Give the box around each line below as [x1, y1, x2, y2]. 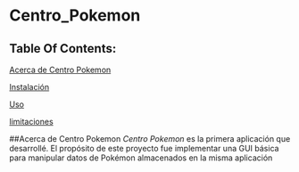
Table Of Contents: [9, 41, 117, 56]
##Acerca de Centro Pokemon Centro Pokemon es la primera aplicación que [9, 134, 291, 143]
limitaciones [9, 117, 54, 127]
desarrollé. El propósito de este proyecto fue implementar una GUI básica [9, 143, 279, 153]
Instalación [9, 82, 50, 92]
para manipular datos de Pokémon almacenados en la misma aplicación [9, 152, 273, 163]
